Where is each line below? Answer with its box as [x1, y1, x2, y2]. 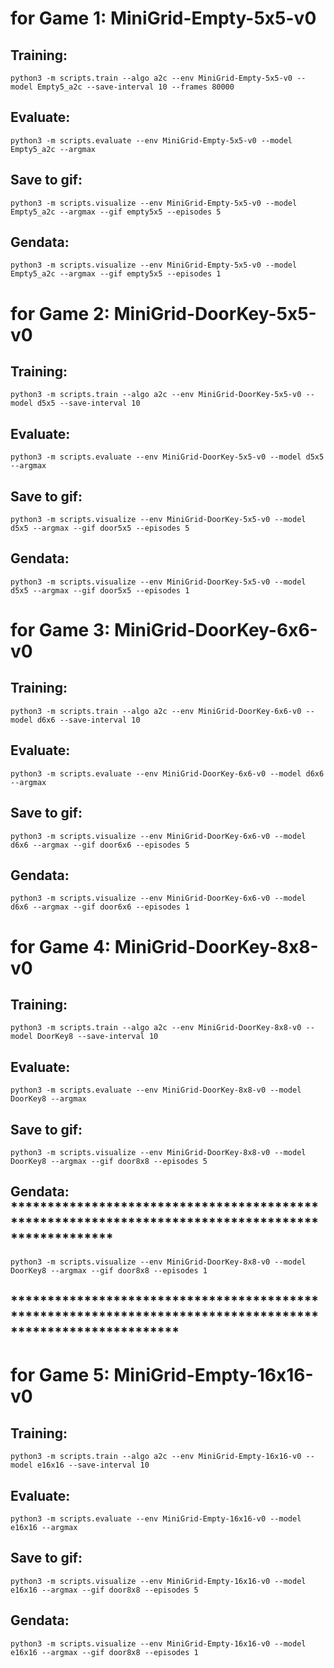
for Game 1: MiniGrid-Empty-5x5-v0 [10, 7, 317, 30]
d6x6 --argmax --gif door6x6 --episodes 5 [10, 840, 190, 850]
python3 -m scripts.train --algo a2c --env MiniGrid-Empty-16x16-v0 [10, 1452, 302, 1462]
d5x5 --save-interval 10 [36, 398, 141, 409]
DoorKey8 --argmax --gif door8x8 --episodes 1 [10, 1265, 208, 1276]
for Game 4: [10, 935, 112, 958]
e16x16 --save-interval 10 [36, 1460, 150, 1471]
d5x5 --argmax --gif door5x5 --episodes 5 [10, 523, 190, 534]
